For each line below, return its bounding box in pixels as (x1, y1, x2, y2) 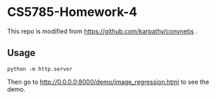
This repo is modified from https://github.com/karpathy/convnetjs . (7, 27, 198, 35)
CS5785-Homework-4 (7, 4, 138, 20)
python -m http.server (7, 65, 73, 73)
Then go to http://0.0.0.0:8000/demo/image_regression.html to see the (7, 78, 210, 86)
